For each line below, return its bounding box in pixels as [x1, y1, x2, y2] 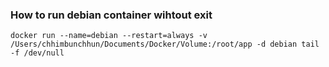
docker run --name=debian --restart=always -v [10, 31, 208, 41]
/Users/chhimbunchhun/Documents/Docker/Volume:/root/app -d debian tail [10, 39, 320, 50]
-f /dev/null [10, 48, 65, 58]
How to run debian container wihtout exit [10, 8, 213, 22]
